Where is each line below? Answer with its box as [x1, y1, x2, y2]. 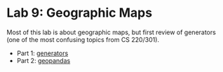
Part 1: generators [16, 49, 69, 57]
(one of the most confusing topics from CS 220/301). [6, 35, 159, 43]
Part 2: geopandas [16, 56, 71, 64]
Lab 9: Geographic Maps [6, 5, 152, 21]
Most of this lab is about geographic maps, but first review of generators [6, 28, 217, 36]
